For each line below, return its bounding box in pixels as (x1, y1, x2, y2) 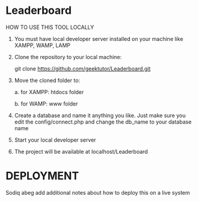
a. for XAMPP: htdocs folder (14, 88, 84, 95)
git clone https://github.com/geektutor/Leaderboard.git (14, 65, 151, 72)
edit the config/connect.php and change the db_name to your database (14, 118, 192, 125)
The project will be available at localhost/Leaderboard (14, 148, 148, 155)
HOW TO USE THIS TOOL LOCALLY (5, 24, 94, 31)
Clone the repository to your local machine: (14, 53, 122, 60)
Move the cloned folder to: (14, 77, 81, 84)
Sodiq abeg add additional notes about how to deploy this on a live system (5, 189, 190, 196)
